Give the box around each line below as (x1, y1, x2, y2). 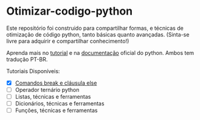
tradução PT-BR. (6, 55, 48, 63)
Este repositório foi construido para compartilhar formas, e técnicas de (6, 24, 184, 32)
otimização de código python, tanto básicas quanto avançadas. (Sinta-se (6, 30, 190, 38)
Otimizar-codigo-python (6, 4, 133, 18)
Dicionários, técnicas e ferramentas (15, 100, 105, 107)
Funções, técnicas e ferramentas (15, 107, 98, 114)
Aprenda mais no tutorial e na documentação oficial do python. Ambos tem (6, 49, 195, 56)
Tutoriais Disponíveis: (6, 67, 60, 74)
